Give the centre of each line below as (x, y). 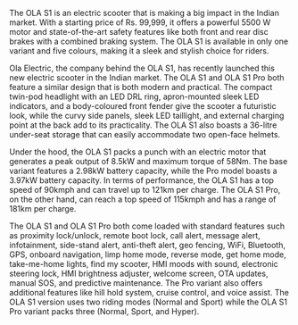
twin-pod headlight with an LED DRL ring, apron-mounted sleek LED (134, 96)
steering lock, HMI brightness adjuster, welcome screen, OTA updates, (139, 273)
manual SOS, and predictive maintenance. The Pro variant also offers (136, 283)
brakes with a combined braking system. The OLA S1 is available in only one (149, 41)
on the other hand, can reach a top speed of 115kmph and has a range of (143, 199)
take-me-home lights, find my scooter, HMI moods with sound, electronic (144, 264)
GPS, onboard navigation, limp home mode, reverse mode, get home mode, (148, 254)
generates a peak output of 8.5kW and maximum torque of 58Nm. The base (149, 161)
